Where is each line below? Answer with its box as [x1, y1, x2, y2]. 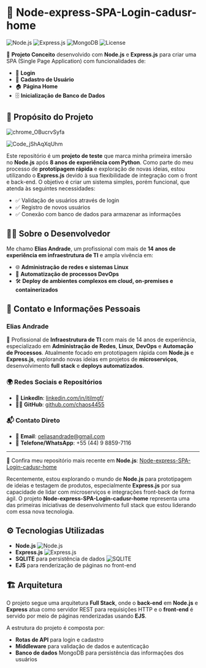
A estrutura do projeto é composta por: [6, 624, 105, 632]
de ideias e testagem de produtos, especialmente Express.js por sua [6, 481, 181, 489]
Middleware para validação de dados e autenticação [15, 643, 149, 650]
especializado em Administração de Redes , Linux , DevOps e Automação [6, 343, 194, 350]
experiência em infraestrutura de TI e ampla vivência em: [6, 251, 153, 258]
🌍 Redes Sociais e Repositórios [6, 378, 102, 386]
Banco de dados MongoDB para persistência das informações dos [15, 649, 184, 656]
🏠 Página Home [15, 82, 58, 90]
